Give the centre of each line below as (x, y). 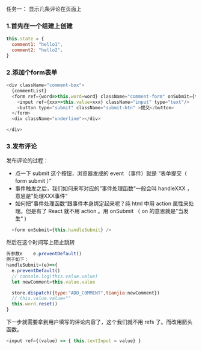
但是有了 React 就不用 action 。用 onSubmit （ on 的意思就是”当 (104, 211)
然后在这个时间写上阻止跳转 (41, 243)
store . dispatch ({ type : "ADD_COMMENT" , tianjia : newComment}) (86, 293)
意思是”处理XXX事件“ (41, 196)
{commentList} (29, 91)
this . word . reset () (35, 304)
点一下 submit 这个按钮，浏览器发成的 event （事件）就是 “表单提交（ (101, 173)
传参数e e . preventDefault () (44, 254)
